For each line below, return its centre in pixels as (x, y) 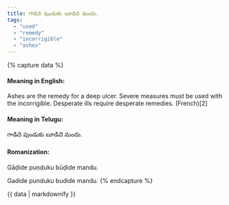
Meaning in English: (36, 80)
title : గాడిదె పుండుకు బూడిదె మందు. (53, 13)
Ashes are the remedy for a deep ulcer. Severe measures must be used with (115, 96)
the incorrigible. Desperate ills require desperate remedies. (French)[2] (107, 103)
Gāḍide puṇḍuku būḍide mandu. (53, 167)
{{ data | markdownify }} (42, 194)
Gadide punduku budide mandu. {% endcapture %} (80, 180)
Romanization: (29, 152)
